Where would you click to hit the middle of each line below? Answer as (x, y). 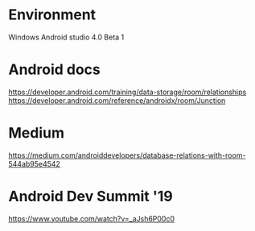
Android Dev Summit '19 (90, 196)
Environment (52, 15)
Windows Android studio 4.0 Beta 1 (66, 37)
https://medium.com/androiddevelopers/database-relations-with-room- (127, 155)
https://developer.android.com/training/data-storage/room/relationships (127, 92)
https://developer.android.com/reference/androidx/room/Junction (117, 100)
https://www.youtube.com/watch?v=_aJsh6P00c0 (92, 218)
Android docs (54, 70)
